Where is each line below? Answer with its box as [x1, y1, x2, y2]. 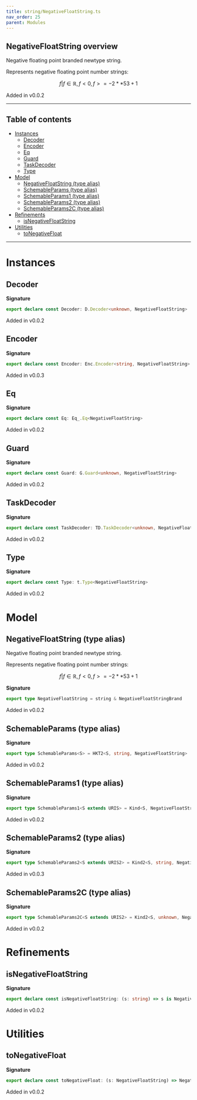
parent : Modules [6, 19, 46, 25]
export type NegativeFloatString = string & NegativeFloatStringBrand [6, 696, 182, 702]
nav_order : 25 [6, 14, 41, 20]
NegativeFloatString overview [6, 41, 118, 51]
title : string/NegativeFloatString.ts [6, 8, 101, 15]
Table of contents [6, 114, 72, 124]
